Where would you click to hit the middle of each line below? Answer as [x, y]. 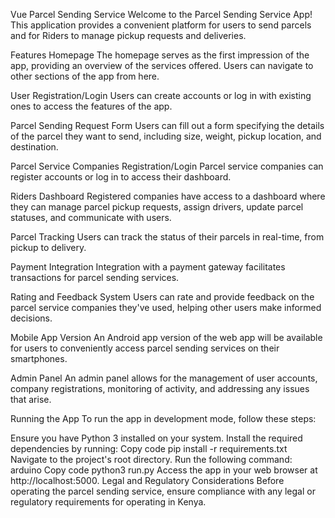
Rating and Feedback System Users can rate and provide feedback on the [162, 297]
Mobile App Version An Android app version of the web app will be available [166, 337]
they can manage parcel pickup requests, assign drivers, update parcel [157, 207]
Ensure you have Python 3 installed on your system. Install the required [156, 438]
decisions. [31, 318]
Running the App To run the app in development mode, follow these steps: [163, 418]
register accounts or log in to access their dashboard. [121, 177]
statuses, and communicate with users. [91, 217]
